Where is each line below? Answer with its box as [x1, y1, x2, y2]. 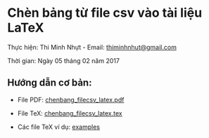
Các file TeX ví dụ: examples [17, 123, 101, 131]
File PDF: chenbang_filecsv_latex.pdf [17, 95, 125, 104]
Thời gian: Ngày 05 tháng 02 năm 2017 [7, 56, 120, 64]
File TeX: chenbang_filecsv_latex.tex [17, 109, 122, 117]
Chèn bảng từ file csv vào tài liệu [7, 5, 203, 21]
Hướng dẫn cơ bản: [7, 77, 92, 89]
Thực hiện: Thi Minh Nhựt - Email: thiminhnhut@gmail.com [7, 43, 177, 51]
